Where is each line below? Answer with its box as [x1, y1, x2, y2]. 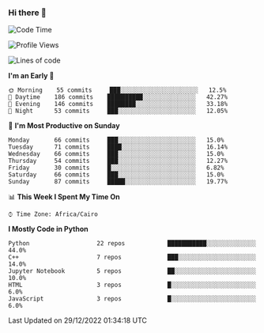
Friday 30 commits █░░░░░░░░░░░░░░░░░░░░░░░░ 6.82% [8, 164, 224, 172]
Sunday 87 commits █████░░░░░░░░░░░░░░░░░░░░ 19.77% [8, 178, 228, 186]
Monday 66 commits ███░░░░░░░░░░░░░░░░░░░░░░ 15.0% [8, 136, 224, 145]
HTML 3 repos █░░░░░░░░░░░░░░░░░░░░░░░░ [8, 281, 257, 289]
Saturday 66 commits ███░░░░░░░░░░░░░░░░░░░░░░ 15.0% [8, 171, 224, 179]
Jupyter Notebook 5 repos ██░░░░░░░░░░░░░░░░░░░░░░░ [8, 267, 257, 275]
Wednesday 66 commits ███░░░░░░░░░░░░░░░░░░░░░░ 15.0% [8, 150, 224, 158]
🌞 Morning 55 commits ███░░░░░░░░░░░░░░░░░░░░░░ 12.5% [8, 86, 227, 94]
